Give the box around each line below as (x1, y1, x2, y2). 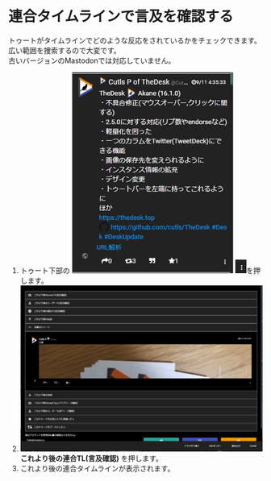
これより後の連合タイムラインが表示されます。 (19, 463, 175, 473)
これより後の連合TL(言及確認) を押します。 (19, 453, 163, 463)
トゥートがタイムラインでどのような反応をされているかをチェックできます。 (8, 35, 262, 45)
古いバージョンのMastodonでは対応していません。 (8, 56, 176, 65)
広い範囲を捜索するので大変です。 (8, 45, 121, 55)
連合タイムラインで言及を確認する (8, 7, 234, 26)
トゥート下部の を (19, 265, 254, 275)
